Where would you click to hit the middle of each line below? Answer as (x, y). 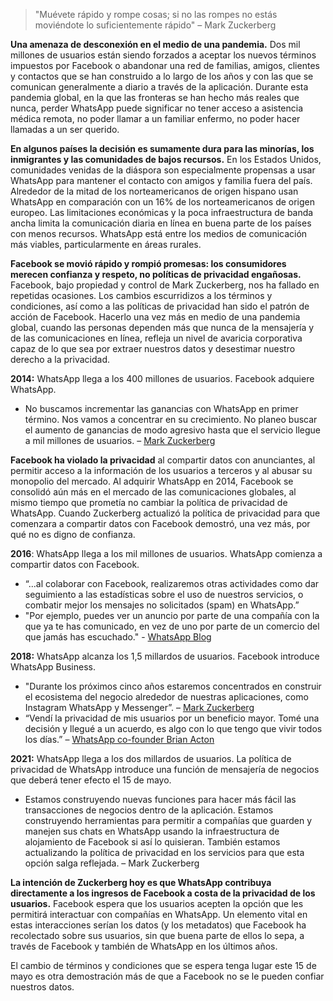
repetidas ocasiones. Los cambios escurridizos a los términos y (141, 295)
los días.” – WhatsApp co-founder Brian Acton (119, 739)
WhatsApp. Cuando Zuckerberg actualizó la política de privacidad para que (165, 513)
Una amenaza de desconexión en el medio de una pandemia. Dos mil (155, 44)
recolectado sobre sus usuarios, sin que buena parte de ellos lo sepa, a (157, 935)
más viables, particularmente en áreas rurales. (106, 244)
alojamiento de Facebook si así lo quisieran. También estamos (152, 842)
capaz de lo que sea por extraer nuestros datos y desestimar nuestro (153, 348)
